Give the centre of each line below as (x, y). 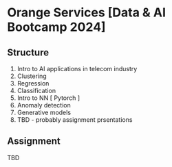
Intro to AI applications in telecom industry (77, 69)
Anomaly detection (44, 105)
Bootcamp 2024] (56, 27)
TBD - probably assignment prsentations (75, 120)
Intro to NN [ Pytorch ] (49, 98)
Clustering (32, 76)
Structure (28, 52)
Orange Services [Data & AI (87, 13)
